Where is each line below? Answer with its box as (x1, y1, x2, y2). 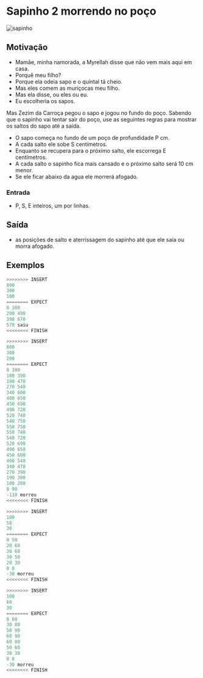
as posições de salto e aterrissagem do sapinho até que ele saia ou (15, 236, 185, 243)
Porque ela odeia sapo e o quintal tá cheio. (15, 78, 123, 85)
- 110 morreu (6, 492, 37, 498)
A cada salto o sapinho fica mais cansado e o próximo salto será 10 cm (15, 160, 194, 167)
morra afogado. (15, 242, 55, 250)
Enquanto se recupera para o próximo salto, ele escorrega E (15, 147, 166, 154)
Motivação (6, 42, 48, 53)
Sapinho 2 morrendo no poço (6, 4, 157, 18)
